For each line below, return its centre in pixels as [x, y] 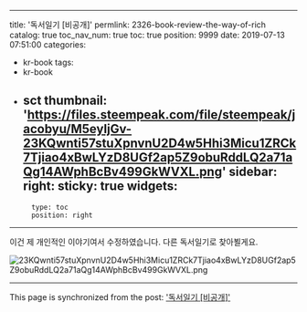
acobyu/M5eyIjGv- [77, 129]
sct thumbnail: [65, 101]
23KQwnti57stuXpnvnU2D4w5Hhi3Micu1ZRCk [159, 144]
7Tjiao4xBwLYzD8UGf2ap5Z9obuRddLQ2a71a [158, 157]
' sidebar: [249, 172]
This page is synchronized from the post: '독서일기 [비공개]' [120, 296]
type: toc [50, 207]
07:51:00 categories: [48, 45]
